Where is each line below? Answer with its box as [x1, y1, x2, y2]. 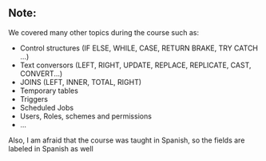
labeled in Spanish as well [8, 143, 93, 153]
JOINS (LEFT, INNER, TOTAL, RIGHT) [19, 77, 142, 87]
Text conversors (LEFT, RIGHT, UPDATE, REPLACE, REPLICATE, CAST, [19, 60, 252, 70]
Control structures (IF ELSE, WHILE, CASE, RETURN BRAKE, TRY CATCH [19, 43, 258, 53]
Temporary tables [19, 86, 78, 95]
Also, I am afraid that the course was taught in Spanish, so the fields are [8, 135, 245, 145]
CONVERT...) [19, 68, 63, 78]
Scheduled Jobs [19, 103, 74, 112]
